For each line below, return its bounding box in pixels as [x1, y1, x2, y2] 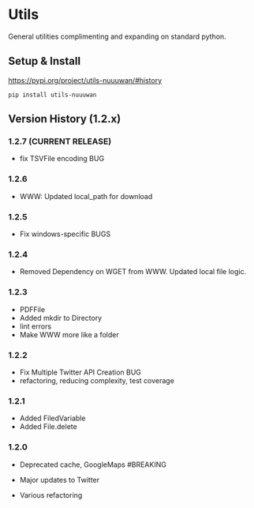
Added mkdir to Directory [19, 313, 103, 322]
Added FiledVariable [19, 413, 86, 423]
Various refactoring [19, 490, 83, 499]
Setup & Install [8, 55, 81, 68]
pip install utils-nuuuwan [8, 91, 97, 99]
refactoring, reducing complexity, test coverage [19, 375, 175, 385]
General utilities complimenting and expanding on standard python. [8, 32, 226, 41]
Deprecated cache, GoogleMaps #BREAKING [19, 460, 167, 469]
